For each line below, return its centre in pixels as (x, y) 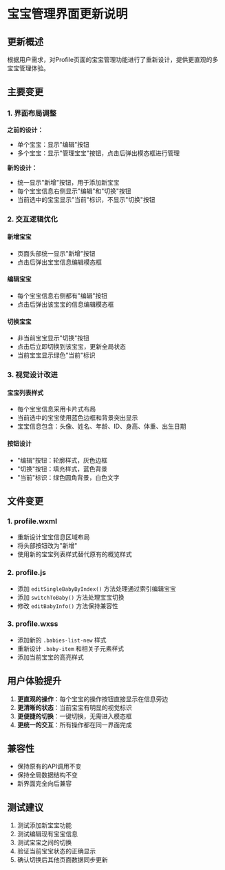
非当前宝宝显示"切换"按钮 (53, 338)
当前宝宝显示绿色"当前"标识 (56, 355)
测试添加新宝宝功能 (44, 825)
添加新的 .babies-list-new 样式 (62, 640)
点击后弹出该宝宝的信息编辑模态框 (65, 305)
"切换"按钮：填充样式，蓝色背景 (62, 469)
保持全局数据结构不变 (47, 775)
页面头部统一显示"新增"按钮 (56, 253)
